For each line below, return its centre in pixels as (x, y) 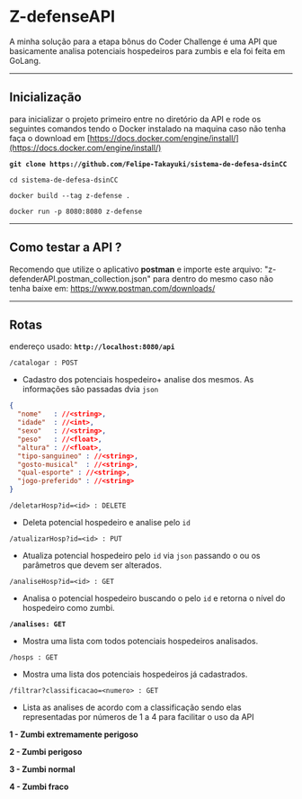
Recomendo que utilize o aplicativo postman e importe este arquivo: (136, 269)
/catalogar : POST (44, 363)
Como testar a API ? (66, 248)
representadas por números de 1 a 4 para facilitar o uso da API (138, 717)
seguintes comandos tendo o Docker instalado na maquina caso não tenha (147, 129)
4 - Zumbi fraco (39, 786)
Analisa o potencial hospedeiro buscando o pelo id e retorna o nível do (154, 598)
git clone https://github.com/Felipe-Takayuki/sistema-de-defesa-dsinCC (148, 164)
